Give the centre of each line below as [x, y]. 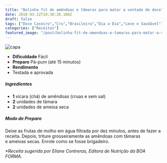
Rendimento [25, 67]
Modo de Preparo [24, 118]
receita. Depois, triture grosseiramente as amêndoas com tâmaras [73, 136]
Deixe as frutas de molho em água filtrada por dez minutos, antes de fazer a [83, 131]
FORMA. [14, 156]
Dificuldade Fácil [30, 57]
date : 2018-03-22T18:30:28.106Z [39, 14]
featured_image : [22, 33]
